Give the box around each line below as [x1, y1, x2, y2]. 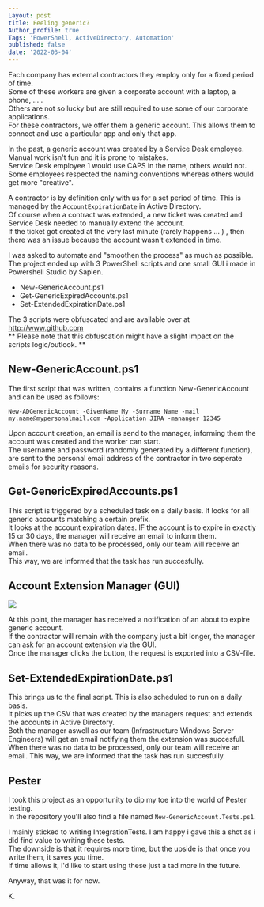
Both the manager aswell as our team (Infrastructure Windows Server [8, 726, 235, 735]
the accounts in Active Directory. [8, 717, 115, 727]
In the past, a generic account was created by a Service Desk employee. [8, 144, 245, 153]
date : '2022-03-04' [8, 48, 73, 56]
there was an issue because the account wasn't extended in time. [8, 235, 222, 244]
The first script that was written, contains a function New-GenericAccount [8, 384, 250, 393]
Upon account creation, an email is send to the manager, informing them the [8, 428, 256, 437]
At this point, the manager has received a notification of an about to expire [8, 614, 251, 625]
